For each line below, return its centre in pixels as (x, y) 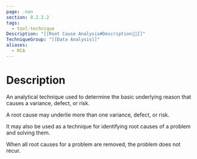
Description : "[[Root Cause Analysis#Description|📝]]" (76, 34)
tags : (13, 23)
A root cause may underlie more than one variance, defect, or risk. (88, 115)
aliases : (17, 45)
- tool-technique (33, 28)
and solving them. (28, 133)
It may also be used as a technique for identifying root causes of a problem (98, 126)
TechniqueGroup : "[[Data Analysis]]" (53, 39)
